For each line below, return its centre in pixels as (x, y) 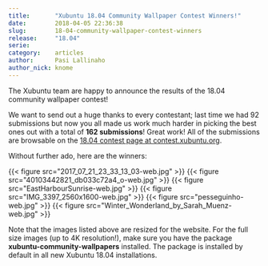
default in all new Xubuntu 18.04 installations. (83, 255)
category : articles (46, 53)
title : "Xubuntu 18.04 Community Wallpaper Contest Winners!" (125, 16)
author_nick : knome (41, 68)
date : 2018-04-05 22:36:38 (66, 23)
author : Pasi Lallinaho (57, 61)
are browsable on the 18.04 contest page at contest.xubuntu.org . (115, 140)
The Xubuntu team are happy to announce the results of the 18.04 (117, 91)
